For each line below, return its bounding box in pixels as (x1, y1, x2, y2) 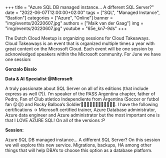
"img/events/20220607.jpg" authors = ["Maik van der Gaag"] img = (5, 20, 144, 26)
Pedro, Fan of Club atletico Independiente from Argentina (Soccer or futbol (5, 96, 159, 102)
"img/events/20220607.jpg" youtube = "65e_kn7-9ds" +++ (5, 25, 127, 31)
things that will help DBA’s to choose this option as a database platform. (5, 147, 152, 153)
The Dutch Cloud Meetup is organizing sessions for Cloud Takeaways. (5, 35, 150, 41)
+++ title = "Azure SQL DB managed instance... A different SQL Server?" (5, 4, 154, 10)
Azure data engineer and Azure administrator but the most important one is (5, 112, 160, 118)
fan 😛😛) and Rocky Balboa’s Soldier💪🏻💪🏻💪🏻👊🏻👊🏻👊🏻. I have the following (5, 101, 158, 107)
